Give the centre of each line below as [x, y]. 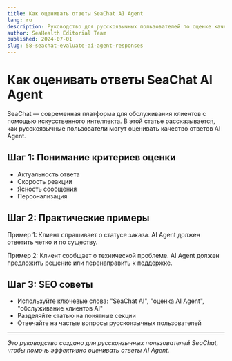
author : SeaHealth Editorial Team [57, 33]
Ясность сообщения [47, 189]
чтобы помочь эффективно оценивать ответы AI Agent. [89, 351]
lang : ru [20, 20]
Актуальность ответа [49, 174]
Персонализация [42, 196]
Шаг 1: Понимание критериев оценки [91, 157]
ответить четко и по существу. [52, 242]
